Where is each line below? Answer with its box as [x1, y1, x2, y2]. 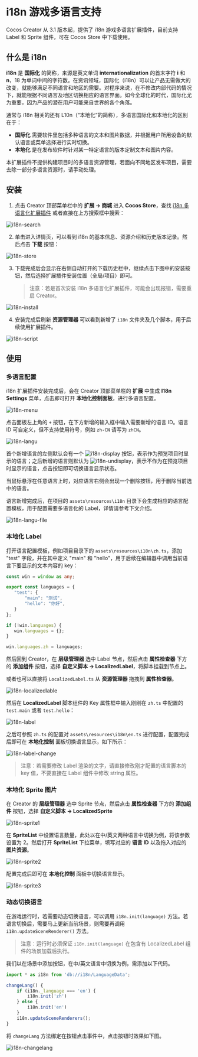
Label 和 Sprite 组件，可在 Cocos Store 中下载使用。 [6, 33, 133, 40]
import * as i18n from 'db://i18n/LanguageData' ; [6, 971, 131, 978]
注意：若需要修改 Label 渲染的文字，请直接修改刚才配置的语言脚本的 [20, 762, 187, 769]
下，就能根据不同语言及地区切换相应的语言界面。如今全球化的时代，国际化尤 [6, 91, 192, 98]
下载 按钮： [31, 240, 60, 248]
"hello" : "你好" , [24, 601, 65, 607]
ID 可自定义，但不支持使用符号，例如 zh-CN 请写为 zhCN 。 [6, 426, 144, 433]
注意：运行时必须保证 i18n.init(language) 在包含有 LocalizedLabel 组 [20, 940, 191, 947]
